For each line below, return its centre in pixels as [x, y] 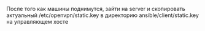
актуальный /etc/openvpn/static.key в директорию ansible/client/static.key [103, 15]
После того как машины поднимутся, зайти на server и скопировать [96, 9]
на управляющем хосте [37, 22]
